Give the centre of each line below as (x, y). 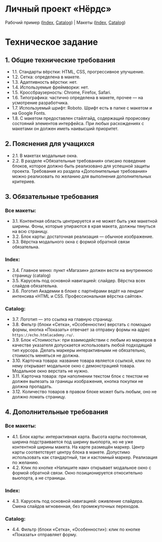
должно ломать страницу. (39, 397)
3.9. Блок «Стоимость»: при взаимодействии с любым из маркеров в (84, 340)
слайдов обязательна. (35, 286)
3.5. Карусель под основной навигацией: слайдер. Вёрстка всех (79, 280)
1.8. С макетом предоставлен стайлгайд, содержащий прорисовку (81, 118)
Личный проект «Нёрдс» (58, 9)
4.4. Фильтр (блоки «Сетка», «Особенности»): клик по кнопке (76, 529)
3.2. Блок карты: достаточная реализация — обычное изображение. (83, 236)
